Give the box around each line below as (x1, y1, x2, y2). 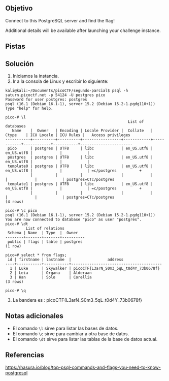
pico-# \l (5, 115, 26, 120)
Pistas (5, 42, 25, 51)
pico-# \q (5, 288, 26, 294)
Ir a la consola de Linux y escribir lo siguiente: (12, 78, 109, 84)
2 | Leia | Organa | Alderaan (10, 270, 92, 276)
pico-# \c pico (5, 208, 38, 213)
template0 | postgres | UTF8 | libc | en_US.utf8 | (7, 164, 153, 169)
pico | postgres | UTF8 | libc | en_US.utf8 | (7, 146, 153, 151)
